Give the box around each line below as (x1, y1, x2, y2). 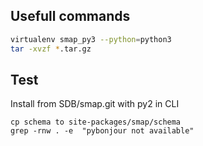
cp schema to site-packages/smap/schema (10, 117, 182, 128)
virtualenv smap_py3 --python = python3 (10, 34, 172, 44)
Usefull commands (10, 8, 131, 25)
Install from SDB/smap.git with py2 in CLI (10, 98, 180, 110)
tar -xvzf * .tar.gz (10, 44, 92, 54)
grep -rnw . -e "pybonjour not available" (10, 126, 195, 136)
